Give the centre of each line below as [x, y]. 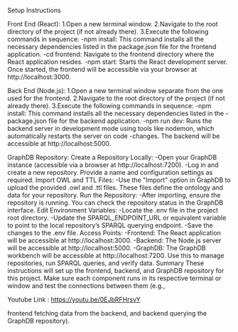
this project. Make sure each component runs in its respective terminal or [114, 278]
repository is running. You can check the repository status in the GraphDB [115, 203]
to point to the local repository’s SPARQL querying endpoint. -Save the [110, 225]
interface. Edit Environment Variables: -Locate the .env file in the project [113, 210]
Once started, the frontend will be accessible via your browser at [102, 69]
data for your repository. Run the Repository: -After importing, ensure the [114, 195]
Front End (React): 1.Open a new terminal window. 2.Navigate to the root [113, 24]
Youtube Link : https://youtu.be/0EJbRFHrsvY [74, 299]
